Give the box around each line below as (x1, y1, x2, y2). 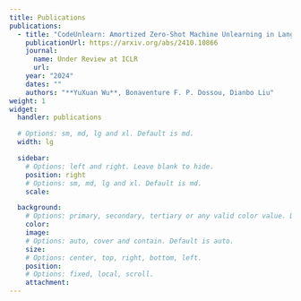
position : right (25, 170, 87, 179)
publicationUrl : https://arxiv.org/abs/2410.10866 (25, 38, 219, 47)
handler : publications (17, 113, 102, 122)
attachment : (25, 279, 70, 288)
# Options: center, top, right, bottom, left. (25, 253, 202, 262)
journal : (25, 47, 58, 56)
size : (25, 245, 47, 254)
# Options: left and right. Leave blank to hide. (25, 162, 215, 171)
